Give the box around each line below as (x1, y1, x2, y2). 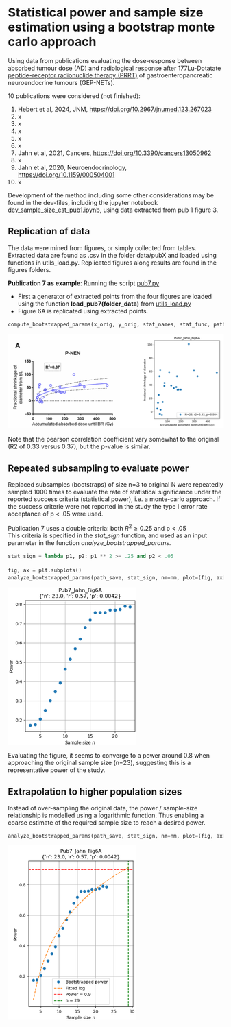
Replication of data (8, 226, 90, 237)
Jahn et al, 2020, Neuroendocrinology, (17, 163, 127, 171)
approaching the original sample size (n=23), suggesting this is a (8, 759, 191, 767)
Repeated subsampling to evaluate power (8, 462, 189, 474)
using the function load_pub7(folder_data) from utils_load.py (17, 300, 191, 308)
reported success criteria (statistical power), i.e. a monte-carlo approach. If (8, 495, 221, 503)
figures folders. (8, 265, 51, 274)
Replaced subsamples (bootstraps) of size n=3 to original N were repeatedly (8, 480, 223, 488)
